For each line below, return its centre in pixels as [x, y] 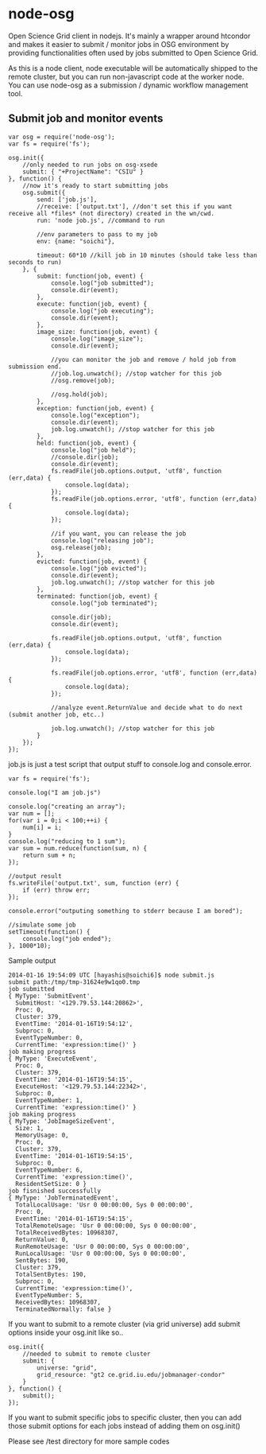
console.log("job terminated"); [104, 603]
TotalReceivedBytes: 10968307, [67, 1232]
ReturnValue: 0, [42, 1239]
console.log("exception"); [95, 415]
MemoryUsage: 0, [42, 1135]
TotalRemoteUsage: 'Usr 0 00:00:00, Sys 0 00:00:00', [106, 1226]
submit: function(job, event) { [91, 276]
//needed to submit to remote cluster [87, 1354]
